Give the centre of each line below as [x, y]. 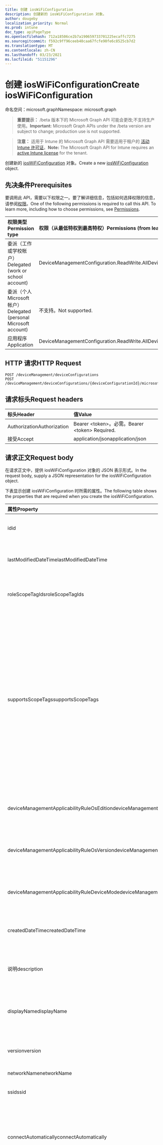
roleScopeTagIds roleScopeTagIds [46, 595]
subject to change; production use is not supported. [69, 131]
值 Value [83, 414]
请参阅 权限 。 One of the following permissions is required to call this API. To [81, 204]
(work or [17, 271]
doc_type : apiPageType [28, 32]
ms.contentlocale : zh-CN [30, 50]
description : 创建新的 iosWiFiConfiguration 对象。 [56, 14]
